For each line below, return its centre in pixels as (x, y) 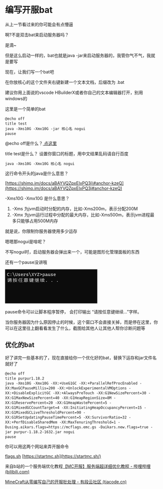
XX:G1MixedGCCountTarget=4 (32, 407)
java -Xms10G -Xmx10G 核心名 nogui (40, 163)
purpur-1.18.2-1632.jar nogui (44, 432)
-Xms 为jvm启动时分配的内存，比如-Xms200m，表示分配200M (75, 208)
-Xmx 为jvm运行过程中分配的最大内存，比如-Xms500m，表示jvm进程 (81, 215)
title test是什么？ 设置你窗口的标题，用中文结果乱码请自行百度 (67, 153)
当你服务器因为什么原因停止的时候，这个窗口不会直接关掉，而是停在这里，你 (81, 322)
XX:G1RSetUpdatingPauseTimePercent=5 (43, 417)
